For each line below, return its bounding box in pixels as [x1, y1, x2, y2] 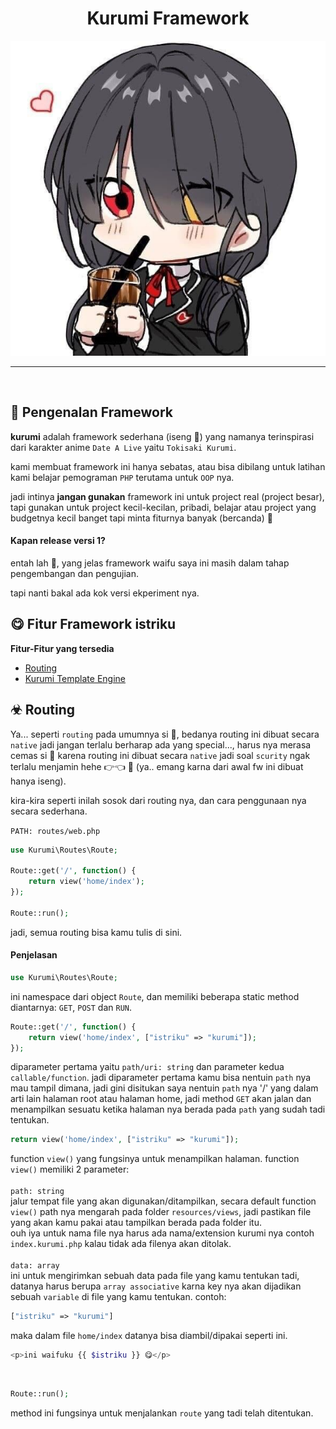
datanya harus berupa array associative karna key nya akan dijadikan [10, 1280, 302, 1292]
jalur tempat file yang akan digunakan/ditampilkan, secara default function [10, 1195, 317, 1207]
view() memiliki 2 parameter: [10, 1163, 130, 1176]
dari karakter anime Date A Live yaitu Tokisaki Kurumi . [10, 441, 237, 453]
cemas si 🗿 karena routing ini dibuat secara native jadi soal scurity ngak [10, 749, 311, 761]
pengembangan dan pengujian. [10, 567, 139, 579]
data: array [10, 1261, 60, 1271]
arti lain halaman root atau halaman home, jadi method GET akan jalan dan [10, 1093, 312, 1105]
